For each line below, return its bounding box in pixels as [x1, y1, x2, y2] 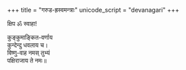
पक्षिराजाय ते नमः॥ [7, 56, 47, 65]
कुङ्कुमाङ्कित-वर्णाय [7, 34, 53, 41]
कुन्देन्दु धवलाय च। [7, 41, 48, 49]
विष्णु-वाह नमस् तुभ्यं [7, 49, 50, 57]
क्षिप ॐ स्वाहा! [7, 20, 37, 27]
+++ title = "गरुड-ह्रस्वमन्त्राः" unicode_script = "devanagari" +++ [7, 6, 180, 14]
